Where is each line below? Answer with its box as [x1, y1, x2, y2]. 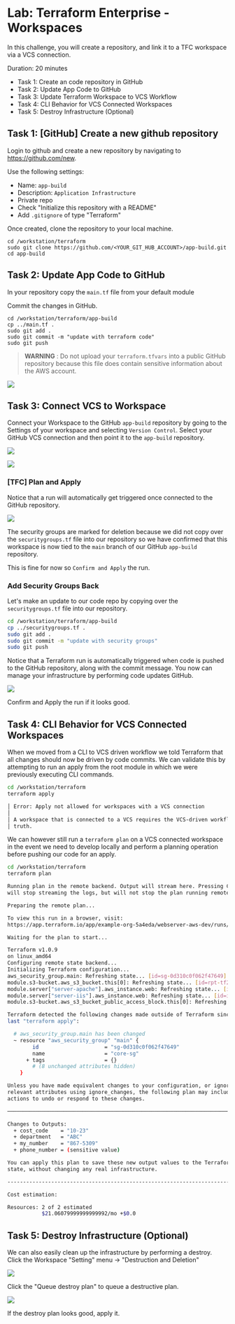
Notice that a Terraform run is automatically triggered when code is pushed [7, 657, 225, 665]
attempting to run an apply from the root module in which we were [7, 763, 198, 772]
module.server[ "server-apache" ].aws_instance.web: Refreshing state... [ [7, 985, 227, 992]
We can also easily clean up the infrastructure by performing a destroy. [7, 1248, 212, 1257]
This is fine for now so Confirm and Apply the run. [7, 563, 150, 572]
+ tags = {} [25, 1056, 117, 1063]
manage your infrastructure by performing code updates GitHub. [7, 671, 194, 680]
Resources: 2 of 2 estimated [7, 1203, 92, 1210]
